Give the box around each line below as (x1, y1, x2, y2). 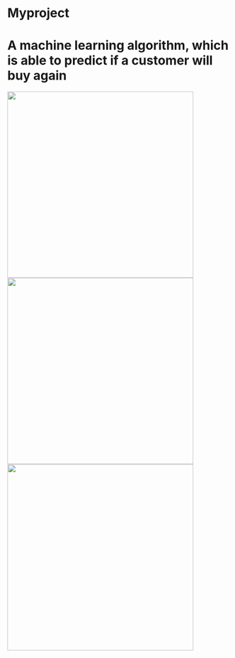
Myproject (7, 5, 69, 21)
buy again (7, 67, 67, 84)
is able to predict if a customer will (7, 53, 213, 69)
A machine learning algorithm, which (7, 38, 229, 54)
